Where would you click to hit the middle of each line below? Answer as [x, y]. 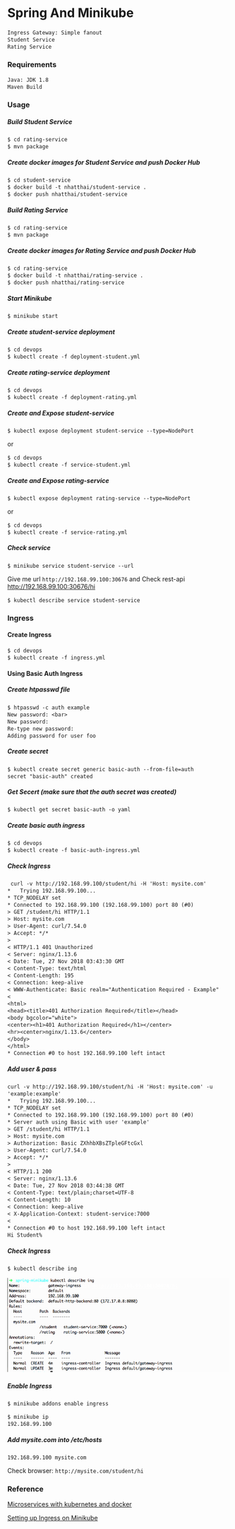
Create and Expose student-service [61, 413]
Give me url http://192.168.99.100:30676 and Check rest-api [96, 579]
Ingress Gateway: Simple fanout [55, 32]
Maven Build [25, 87]
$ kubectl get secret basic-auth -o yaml [69, 810]
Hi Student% [25, 1235]
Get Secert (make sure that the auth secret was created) [92, 792]
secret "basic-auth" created [50, 776]
